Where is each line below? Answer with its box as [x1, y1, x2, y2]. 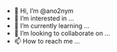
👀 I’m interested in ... [13, 14, 74, 22]
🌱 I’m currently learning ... [13, 22, 90, 30]
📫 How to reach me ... [13, 37, 80, 45]
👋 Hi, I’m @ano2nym [13, 7, 74, 15]
